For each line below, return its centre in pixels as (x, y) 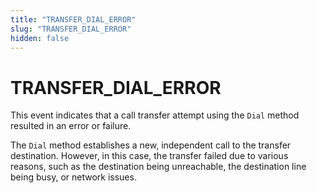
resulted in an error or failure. (71, 126)
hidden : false (40, 38)
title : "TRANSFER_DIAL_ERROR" (73, 19)
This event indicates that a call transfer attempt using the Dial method (155, 115)
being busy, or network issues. (73, 177)
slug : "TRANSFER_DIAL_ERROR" (71, 29)
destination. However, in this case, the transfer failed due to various (149, 156)
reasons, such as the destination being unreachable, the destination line (158, 167)
